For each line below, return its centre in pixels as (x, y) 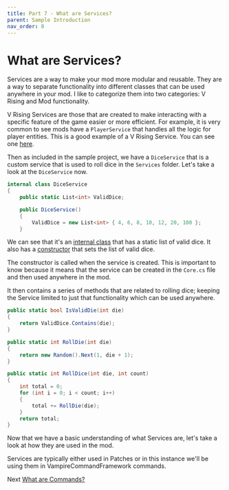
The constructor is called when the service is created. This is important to (112, 263)
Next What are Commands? (46, 480)
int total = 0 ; (41, 387)
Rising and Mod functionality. (48, 101)
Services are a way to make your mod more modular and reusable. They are (115, 79)
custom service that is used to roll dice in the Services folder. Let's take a (111, 164)
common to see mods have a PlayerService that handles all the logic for (109, 129)
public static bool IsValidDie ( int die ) (66, 310)
